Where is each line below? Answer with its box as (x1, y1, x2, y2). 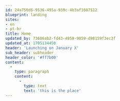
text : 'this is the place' (24, 88, 82, 93)
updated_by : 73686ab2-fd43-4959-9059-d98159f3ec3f (5, 36, 116, 41)
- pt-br (5, 27, 22, 32)
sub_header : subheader (5, 50, 54, 55)
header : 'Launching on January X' (5, 45, 79, 50)
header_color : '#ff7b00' (5, 55, 58, 60)
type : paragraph (14, 69, 50, 74)
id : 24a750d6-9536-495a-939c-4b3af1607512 (5, 7, 97, 13)
